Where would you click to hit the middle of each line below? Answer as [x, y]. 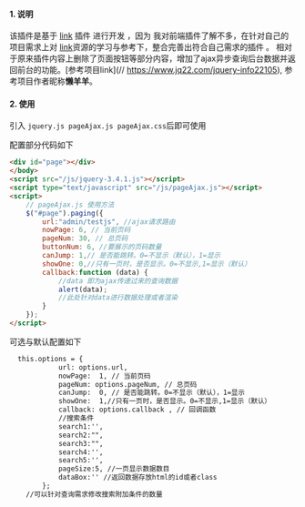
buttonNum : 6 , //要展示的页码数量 [102, 247]
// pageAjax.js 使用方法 [70, 205]
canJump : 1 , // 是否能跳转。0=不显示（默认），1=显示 [132, 256]
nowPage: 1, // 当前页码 [105, 376]
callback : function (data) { [95, 272]
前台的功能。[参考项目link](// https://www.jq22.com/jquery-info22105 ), [150, 70]
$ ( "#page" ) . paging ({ [65, 213]
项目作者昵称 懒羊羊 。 [57, 81]
